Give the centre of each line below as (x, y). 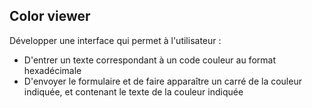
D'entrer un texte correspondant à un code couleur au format (149, 60)
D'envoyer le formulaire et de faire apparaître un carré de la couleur (162, 81)
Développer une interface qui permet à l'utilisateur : (115, 40)
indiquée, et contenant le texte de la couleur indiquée (133, 91)
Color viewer (50, 16)
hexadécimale (52, 70)
